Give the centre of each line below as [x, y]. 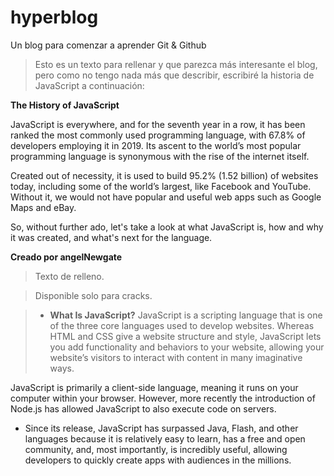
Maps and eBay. [43, 207]
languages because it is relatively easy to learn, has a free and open [165, 438]
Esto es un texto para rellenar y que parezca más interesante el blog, [176, 64]
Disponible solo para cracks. [93, 295]
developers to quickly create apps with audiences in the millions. [158, 460]
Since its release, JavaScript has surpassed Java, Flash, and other [161, 428]
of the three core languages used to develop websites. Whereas [182, 325]
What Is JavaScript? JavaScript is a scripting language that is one [186, 315]
